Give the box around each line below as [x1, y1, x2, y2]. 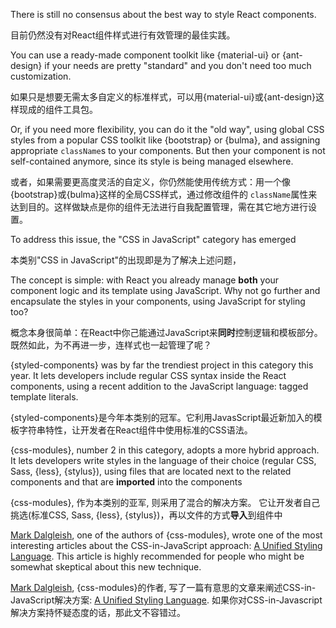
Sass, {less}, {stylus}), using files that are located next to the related [10, 465, 292, 477]
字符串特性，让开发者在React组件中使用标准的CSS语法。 [18, 424, 253, 436]
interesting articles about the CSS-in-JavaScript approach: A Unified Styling [10, 540, 323, 551]
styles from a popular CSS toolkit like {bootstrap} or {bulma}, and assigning [10, 134, 321, 146]
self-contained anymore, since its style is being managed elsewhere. [10, 155, 294, 167]
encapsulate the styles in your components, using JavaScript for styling [10, 295, 306, 307]
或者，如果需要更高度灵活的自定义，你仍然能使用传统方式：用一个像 [10, 176, 291, 188]
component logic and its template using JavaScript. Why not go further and [10, 285, 321, 296]
